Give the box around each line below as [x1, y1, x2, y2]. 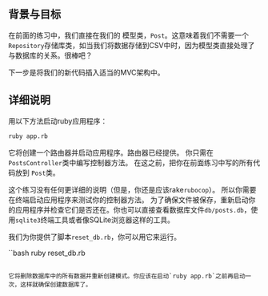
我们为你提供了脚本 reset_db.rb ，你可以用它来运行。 [8, 232, 182, 241]
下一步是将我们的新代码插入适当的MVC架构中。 [8, 67, 166, 77]
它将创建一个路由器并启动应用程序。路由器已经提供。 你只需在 [8, 148, 214, 157]
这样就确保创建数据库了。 [19, 280, 92, 289]
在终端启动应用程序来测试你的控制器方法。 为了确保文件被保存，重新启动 [8, 195, 249, 205]
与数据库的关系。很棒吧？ [8, 51, 93, 60]
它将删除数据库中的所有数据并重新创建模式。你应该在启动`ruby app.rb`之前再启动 [8, 272, 246, 280]
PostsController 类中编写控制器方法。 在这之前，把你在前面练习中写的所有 [8, 157, 254, 167]
